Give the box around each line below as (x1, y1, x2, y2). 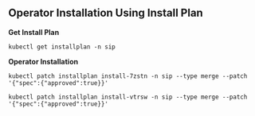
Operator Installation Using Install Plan (8, 6, 203, 20)
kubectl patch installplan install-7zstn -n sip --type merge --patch (8, 72, 248, 80)
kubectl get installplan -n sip (8, 43, 116, 51)
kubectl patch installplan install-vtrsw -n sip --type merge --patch (8, 93, 248, 101)
